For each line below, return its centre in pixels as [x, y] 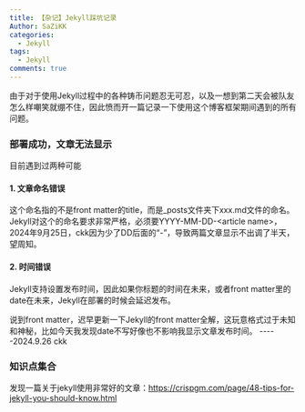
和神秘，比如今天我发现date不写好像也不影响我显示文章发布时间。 [133, 331]
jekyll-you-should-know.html [63, 397]
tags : [20, 52]
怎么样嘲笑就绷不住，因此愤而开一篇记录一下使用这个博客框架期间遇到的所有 [153, 106]
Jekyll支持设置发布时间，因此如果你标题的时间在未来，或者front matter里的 [150, 288]
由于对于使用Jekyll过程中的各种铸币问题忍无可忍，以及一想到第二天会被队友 [152, 95]
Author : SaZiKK [38, 26]
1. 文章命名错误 [37, 188]
